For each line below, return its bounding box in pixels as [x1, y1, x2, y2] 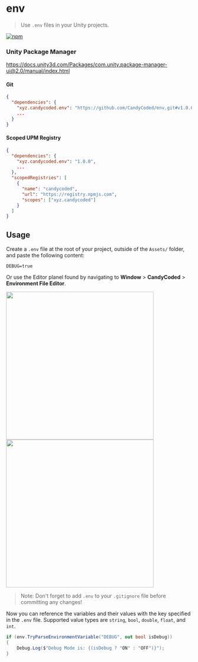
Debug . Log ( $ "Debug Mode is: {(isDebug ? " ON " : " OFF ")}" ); [16, 645, 165, 651]
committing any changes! [20, 599, 82, 606]
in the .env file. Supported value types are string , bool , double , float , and [6, 616, 186, 624]
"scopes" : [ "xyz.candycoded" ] [21, 197, 96, 203]
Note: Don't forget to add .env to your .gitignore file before [20, 592, 166, 599]
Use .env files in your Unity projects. [20, 21, 109, 28]
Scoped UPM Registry [6, 134, 61, 141]
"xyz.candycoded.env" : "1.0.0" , [16, 159, 96, 164]
